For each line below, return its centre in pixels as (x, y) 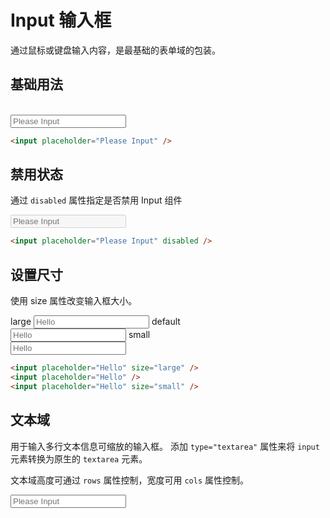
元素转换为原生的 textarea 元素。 (79, 458)
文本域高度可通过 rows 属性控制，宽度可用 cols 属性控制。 (130, 480)
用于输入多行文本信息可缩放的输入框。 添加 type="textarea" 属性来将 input (165, 446)
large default (95, 322)
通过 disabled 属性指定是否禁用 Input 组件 (96, 200)
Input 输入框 (61, 20)
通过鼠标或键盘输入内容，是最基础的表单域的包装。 (115, 50)
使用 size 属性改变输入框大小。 (74, 301)
